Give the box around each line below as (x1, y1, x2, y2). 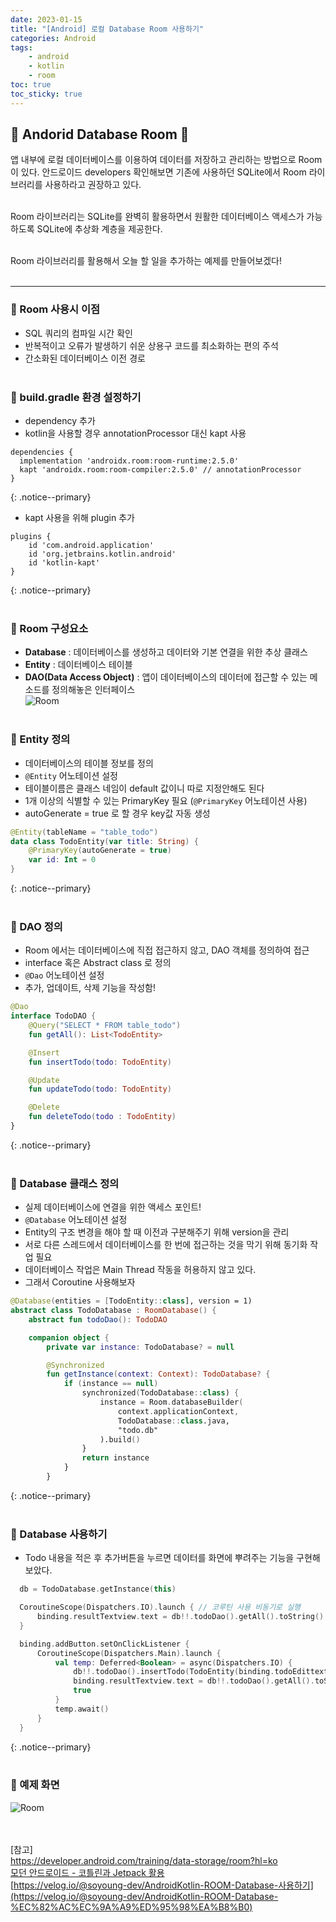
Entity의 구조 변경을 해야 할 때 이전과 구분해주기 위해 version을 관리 (24, 1226, 290, 1238)
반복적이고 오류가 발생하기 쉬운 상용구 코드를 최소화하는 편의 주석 (24, 339, 279, 351)
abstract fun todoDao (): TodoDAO (28, 1314, 168, 1325)
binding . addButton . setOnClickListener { (19, 1639, 190, 1649)
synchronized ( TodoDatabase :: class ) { (81, 1388, 240, 1398)
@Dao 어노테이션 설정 (24, 969, 105, 981)
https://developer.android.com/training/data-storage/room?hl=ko (10, 1854, 278, 1866)
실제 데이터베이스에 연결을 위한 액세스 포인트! (24, 1201, 202, 1213)
